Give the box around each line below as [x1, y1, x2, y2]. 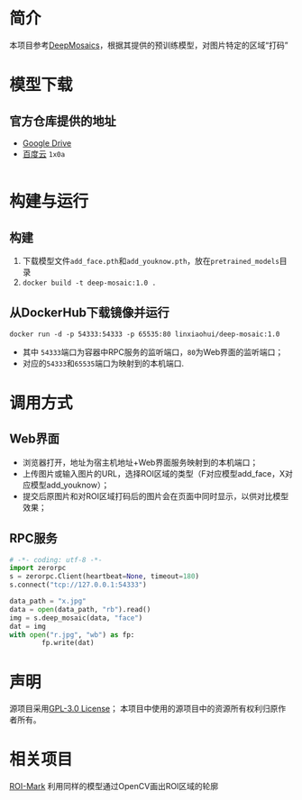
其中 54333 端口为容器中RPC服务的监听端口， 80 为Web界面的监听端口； [22, 346, 284, 357]
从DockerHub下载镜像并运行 [9, 305, 169, 321]
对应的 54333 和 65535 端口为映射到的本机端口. [22, 358, 185, 368]
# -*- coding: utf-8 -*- [9, 555, 103, 564]
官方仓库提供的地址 [9, 114, 116, 129]
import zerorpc [9, 564, 67, 573]
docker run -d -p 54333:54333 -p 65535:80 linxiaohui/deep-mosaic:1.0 [9, 330, 280, 339]
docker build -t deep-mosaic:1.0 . [22, 278, 157, 287]
